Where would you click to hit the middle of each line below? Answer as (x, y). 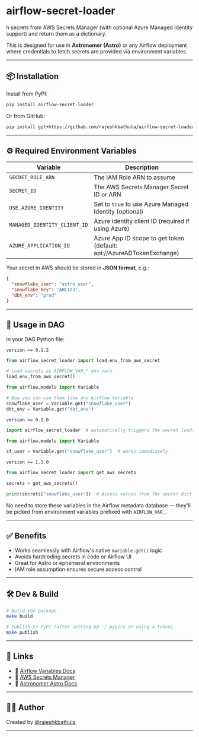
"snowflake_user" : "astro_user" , (53, 284)
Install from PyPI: (27, 94)
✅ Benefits (26, 536)
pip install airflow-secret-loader (50, 104)
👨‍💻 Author (25, 708)
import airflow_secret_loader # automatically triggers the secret (92, 430)
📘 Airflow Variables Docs (45, 671)
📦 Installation (33, 76)
